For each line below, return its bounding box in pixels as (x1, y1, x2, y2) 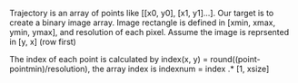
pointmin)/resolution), (9, 63, 91, 74)
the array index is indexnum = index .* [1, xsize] (92, 63, 270, 74)
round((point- (210, 54, 261, 64)
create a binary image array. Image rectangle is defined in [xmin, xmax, (9, 17, 275, 28)
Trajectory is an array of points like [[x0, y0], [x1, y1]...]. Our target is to (9, 8, 274, 18)
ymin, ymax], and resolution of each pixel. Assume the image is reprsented (9, 27, 290, 37)
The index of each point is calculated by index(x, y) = (9, 54, 209, 64)
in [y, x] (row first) (9, 36, 77, 47)
